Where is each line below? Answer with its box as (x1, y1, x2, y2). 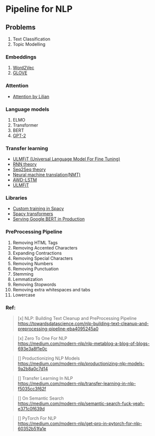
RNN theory (12, 161, 37, 167)
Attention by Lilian (12, 93, 50, 99)
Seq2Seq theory (12, 166, 46, 173)
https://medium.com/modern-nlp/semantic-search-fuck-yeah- (17, 401, 145, 406)
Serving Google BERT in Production (12, 216, 85, 222)
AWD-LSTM (12, 177, 37, 183)
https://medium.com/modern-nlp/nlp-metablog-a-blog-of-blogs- (17, 341, 150, 346)
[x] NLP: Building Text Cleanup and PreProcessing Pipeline (17, 315, 137, 321)
